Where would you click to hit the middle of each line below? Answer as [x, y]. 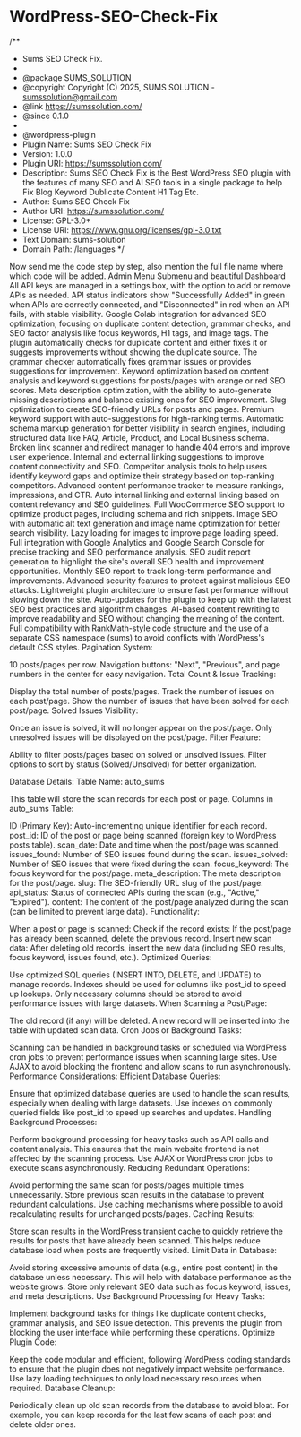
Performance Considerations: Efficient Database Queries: [115, 1076]
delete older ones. [43, 1424]
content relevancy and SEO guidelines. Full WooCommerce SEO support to [147, 504]
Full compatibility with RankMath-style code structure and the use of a [139, 628]
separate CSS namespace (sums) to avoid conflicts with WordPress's [137, 637]
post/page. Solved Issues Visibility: [74, 710]
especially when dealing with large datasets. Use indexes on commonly [141, 1103]
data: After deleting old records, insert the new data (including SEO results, [148, 948]
